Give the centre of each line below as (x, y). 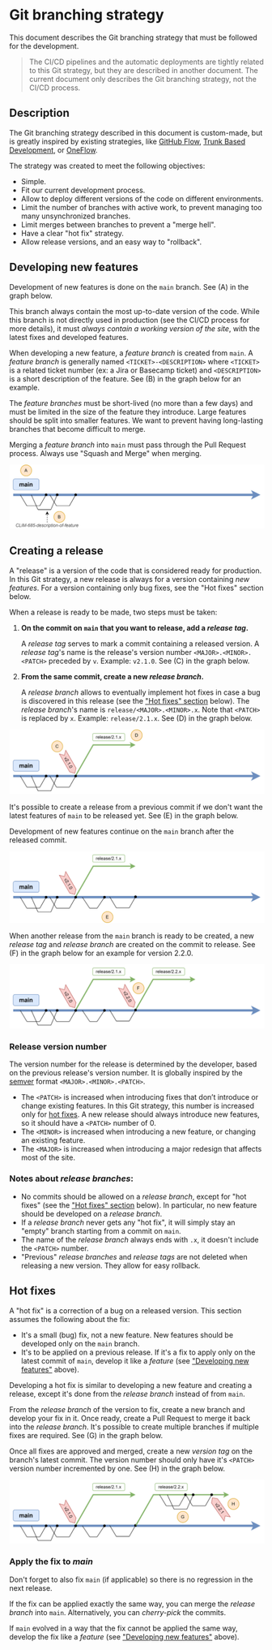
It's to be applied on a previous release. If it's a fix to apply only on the (138, 1352)
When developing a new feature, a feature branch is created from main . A (131, 353)
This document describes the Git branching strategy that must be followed (133, 37)
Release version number (58, 1047)
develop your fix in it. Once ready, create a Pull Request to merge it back (130, 1418)
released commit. (38, 840)
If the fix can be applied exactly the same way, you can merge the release (132, 1604)
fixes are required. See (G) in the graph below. (86, 1435)
